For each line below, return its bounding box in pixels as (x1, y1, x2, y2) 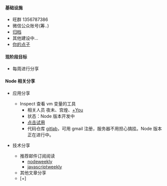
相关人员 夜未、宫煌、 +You (27, 107, 83, 113)
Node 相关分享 (5, 78, 35, 84)
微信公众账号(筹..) (12, 23, 49, 29)
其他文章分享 (19, 170, 46, 176)
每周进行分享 (12, 66, 39, 72)
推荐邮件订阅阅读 (19, 153, 55, 159)
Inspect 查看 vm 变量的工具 (19, 100, 76, 106)
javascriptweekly (27, 164, 62, 170)
